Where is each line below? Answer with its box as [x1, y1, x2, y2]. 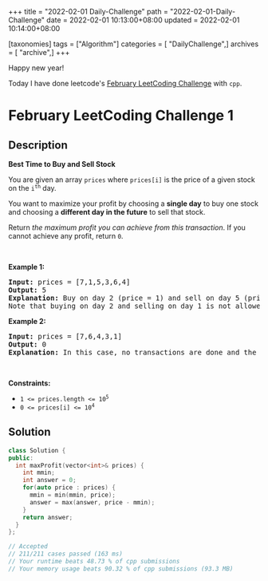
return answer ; [22, 513, 73, 521]
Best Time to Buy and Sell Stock [8, 160, 116, 168]
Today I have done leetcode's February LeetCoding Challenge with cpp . [8, 79, 242, 88]
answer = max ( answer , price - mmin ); [29, 498, 156, 506]
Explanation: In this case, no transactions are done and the [8, 348, 257, 357]
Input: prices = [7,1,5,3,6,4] [8, 278, 131, 287]
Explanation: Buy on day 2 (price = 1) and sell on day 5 [8, 294, 240, 302]
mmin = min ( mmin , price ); [29, 491, 116, 500]
